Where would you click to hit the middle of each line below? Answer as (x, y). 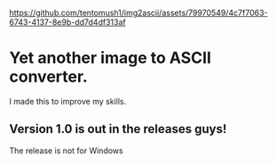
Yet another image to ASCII (110, 58)
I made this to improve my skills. (68, 101)
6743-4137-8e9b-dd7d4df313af (67, 22)
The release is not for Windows (66, 151)
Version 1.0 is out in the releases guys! (118, 129)
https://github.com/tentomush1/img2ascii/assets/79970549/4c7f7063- (138, 13)
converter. (49, 77)
